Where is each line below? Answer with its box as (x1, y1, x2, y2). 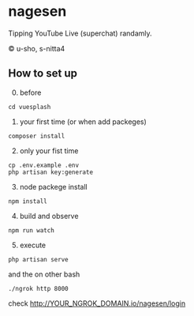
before (19, 88, 42, 97)
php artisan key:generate (8, 168, 93, 176)
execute (19, 240, 47, 250)
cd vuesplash (8, 103, 51, 111)
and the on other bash (8, 269, 80, 279)
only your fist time (19, 145, 79, 156)
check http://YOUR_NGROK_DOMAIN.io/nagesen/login (8, 299, 186, 308)
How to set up (8, 66, 77, 81)
